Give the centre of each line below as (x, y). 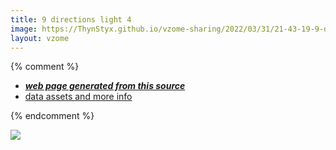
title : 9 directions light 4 (71, 19)
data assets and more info (78, 97)
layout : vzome (40, 38)
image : (24, 29)
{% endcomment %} (52, 116)
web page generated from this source (105, 86)
